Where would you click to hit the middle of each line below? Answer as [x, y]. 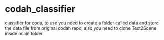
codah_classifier [40, 9]
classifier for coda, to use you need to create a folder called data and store [82, 23]
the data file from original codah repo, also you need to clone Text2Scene [81, 28]
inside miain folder [24, 33]
